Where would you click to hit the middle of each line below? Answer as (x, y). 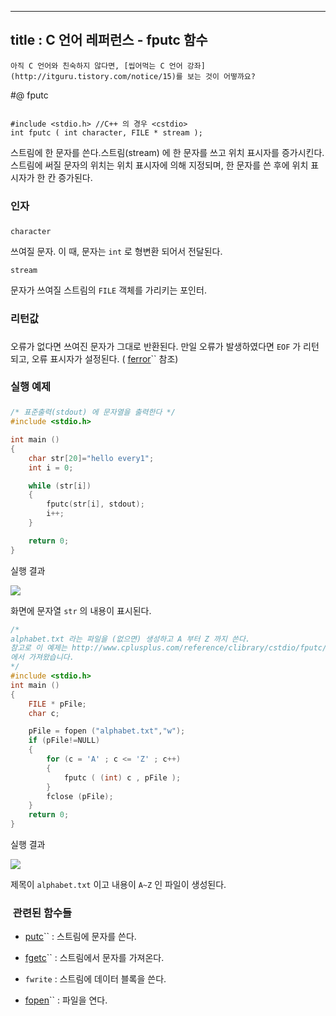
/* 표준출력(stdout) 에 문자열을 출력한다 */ (93, 412)
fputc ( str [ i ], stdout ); (95, 504)
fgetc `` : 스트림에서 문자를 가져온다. (94, 958)
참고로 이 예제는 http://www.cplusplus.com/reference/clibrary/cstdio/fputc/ (169, 648)
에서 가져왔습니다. (42, 657)
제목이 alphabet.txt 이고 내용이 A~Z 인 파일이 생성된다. (118, 885)
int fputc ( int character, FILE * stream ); (106, 132)
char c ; (44, 713)
